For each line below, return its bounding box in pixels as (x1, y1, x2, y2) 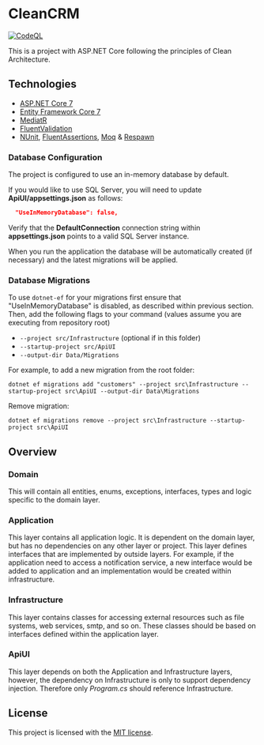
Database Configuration (8, 152, 103, 163)
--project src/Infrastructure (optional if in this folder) (19, 333, 202, 343)
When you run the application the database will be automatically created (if (8, 246, 253, 256)
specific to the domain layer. (8, 495, 100, 504)
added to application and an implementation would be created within (8, 566, 232, 576)
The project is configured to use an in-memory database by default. (8, 170, 229, 179)
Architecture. (8, 55, 51, 64)
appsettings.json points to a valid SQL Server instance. (8, 231, 190, 241)
